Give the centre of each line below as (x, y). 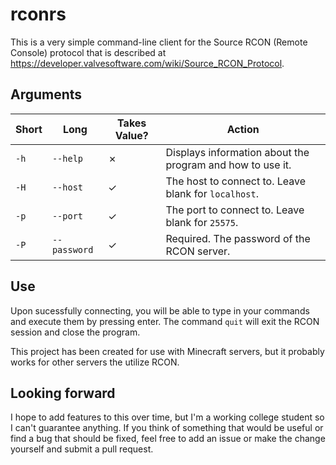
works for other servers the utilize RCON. (95, 362)
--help (67, 158)
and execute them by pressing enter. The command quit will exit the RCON (165, 321)
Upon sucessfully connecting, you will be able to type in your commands (160, 310)
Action (243, 129)
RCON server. (198, 251)
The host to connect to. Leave (236, 181)
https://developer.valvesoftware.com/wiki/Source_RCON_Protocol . (147, 63)
